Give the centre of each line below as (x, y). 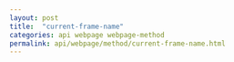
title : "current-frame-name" (67, 26)
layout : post (34, 18)
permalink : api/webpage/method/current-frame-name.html (117, 43)
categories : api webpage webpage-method (87, 35)
